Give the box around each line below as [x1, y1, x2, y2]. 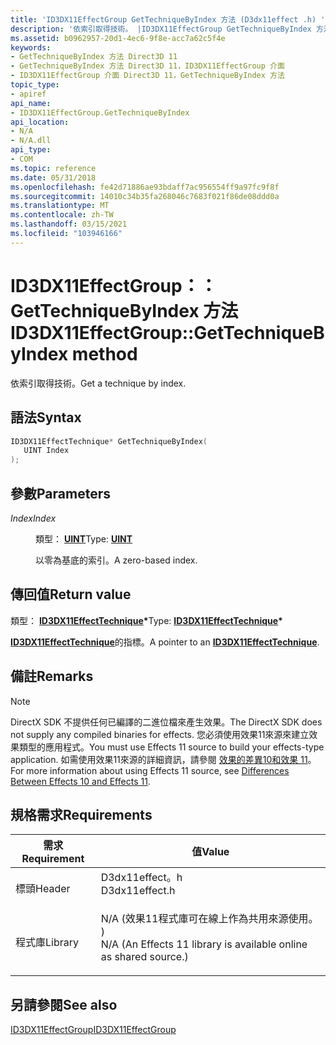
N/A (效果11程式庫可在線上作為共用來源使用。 [100, 912, 319, 926]
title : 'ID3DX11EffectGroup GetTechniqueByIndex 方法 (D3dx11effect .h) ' [10, 14, 326, 25]
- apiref [10, 89, 47, 99]
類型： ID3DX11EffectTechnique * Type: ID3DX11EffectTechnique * [10, 614, 283, 626]
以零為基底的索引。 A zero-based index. [35, 554, 198, 566]
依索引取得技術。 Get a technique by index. [10, 377, 187, 389]
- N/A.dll [10, 136, 52, 146]
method [71, 342, 138, 365]
